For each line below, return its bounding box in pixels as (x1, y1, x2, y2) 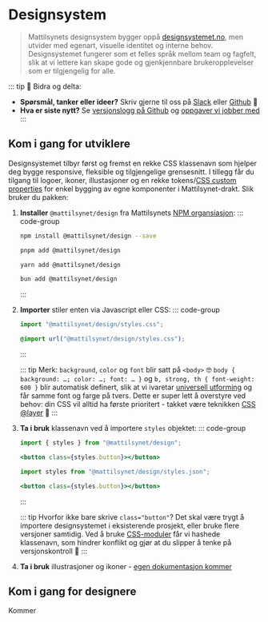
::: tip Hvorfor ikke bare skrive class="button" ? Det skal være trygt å (19, 512, 245, 521)
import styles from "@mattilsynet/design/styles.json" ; (19, 468, 210, 476)
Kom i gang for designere (8, 584, 137, 598)
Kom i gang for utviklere (8, 138, 130, 151)
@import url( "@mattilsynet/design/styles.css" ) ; (19, 335, 186, 343)
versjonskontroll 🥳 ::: (19, 546, 88, 556)
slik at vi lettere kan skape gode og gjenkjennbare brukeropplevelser (27, 58, 254, 67)
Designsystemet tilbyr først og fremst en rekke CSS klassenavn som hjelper (8, 158, 258, 168)
